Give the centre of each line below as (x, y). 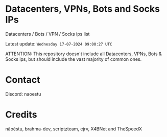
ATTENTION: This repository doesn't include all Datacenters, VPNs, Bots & (83, 54)
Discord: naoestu (23, 94)
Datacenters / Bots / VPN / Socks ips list (47, 34)
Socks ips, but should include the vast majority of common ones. (74, 59)
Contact (23, 80)
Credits (21, 115)
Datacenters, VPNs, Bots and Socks (82, 9)
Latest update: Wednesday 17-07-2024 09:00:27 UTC (59, 43)
